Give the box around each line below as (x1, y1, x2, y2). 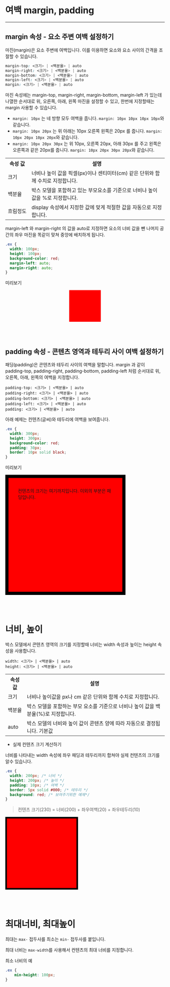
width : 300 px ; (10, 431, 39, 436)
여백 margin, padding (5, 5, 95, 16)
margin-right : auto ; (10, 265, 53, 271)
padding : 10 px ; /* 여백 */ (10, 783, 65, 788)
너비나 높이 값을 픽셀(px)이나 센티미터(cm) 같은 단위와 (31, 170, 154, 177)
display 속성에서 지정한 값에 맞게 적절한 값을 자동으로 (31, 204, 151, 211)
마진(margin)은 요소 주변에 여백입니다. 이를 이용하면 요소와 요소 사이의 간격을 (5, 47, 158, 53)
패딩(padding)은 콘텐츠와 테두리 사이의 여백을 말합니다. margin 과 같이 (5, 362, 145, 368)
